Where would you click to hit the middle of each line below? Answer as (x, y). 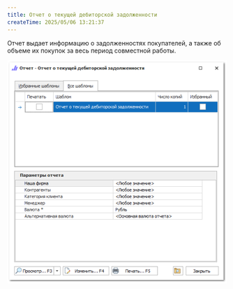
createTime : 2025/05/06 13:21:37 (56, 22)
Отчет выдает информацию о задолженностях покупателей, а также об (114, 43)
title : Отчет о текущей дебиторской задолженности (82, 15)
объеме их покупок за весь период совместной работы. (92, 50)
